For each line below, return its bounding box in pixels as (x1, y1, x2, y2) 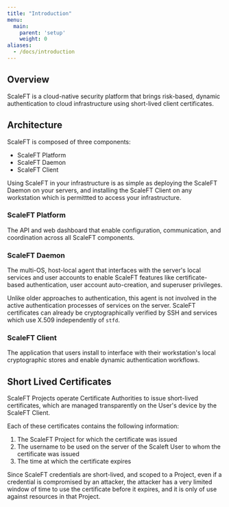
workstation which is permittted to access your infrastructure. (7, 193, 182, 201)
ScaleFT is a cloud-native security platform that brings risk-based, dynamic (7, 92, 221, 100)
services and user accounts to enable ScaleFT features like (7, 273, 175, 282)
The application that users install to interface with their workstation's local (7, 348, 216, 357)
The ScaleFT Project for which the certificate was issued (16, 436, 178, 444)
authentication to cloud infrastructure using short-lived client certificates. (7, 99, 214, 107)
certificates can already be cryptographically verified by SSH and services (7, 308, 217, 317)
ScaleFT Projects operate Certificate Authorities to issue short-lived (7, 394, 199, 403)
